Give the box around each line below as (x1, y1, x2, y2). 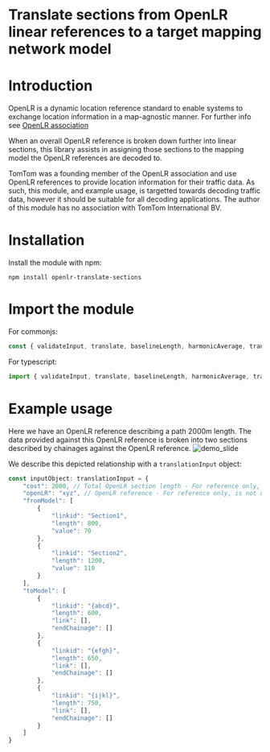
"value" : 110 (51, 564, 95, 572)
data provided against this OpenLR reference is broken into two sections (8, 435, 247, 444)
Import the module (8, 300, 135, 319)
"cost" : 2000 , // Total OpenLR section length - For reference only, (22, 481, 261, 490)
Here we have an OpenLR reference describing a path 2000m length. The (8, 426, 252, 436)
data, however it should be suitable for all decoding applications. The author (8, 195, 260, 205)
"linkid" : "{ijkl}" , (51, 692, 121, 700)
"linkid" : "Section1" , (51, 512, 128, 520)
